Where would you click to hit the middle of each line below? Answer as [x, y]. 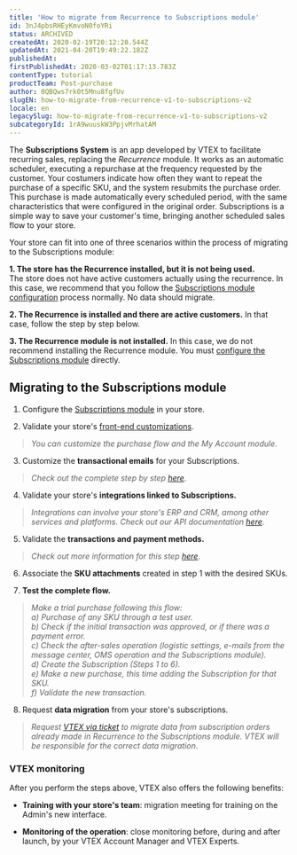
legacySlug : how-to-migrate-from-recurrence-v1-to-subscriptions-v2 [138, 116]
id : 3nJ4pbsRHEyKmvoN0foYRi [61, 26]
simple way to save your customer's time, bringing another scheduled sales [147, 216]
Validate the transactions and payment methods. [113, 538]
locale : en [29, 108]
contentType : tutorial [51, 75]
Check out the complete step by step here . [109, 478]
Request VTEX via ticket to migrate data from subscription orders [150, 726]
